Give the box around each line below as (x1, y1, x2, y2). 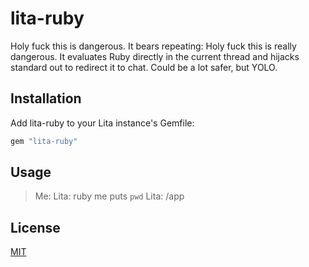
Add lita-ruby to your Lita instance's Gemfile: (10, 117, 195, 129)
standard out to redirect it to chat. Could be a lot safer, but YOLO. (10, 61, 278, 73)
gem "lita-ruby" (10, 136, 78, 146)
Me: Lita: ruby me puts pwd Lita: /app (34, 190, 185, 202)
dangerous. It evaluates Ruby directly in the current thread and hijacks (10, 50, 300, 62)
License (10, 219, 61, 236)
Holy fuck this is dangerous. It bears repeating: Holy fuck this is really (10, 40, 297, 52)
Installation (10, 90, 82, 107)
